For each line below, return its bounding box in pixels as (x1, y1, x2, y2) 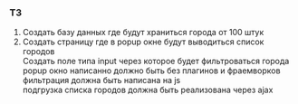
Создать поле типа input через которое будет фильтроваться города (22, 56, 290, 67)
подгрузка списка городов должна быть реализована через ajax (22, 84, 274, 96)
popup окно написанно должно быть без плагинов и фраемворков (22, 65, 281, 76)
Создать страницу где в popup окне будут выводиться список (22, 36, 264, 47)
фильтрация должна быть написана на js (22, 75, 181, 86)
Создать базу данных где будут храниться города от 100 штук (22, 27, 264, 38)
